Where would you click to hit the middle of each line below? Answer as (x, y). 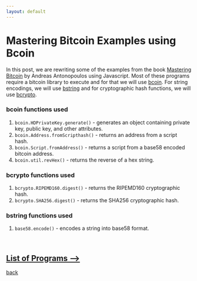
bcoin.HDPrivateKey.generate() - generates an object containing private (102, 122)
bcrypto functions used (41, 175)
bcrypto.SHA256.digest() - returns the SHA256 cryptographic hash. (97, 200)
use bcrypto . (21, 94)
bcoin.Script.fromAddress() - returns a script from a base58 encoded (100, 147)
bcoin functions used (37, 109)
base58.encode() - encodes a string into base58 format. (82, 228)
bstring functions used (39, 216)
